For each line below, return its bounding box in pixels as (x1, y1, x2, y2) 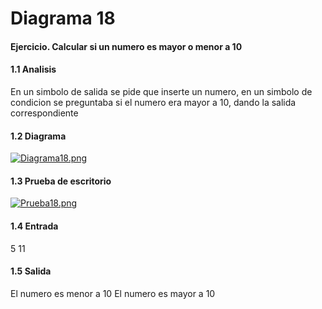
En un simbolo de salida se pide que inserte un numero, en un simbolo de (10, 85, 313, 97)
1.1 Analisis (10, 63, 57, 76)
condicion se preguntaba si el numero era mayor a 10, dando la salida (10, 96, 297, 108)
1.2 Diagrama (10, 130, 67, 142)
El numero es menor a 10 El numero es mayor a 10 (10, 287, 216, 299)
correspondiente (10, 107, 79, 119)
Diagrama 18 (10, 7, 116, 30)
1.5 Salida (10, 265, 52, 277)
